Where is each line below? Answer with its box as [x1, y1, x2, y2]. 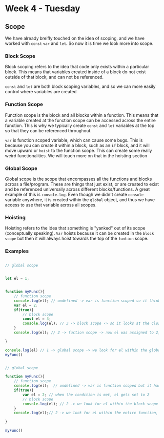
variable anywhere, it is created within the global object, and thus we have [5, 196, 155, 203]
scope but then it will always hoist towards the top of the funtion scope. [5, 235, 149, 242]
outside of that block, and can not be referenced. [5, 74, 104, 80]
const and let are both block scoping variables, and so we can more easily [5, 83, 156, 89]
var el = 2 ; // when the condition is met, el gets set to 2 [22, 392, 150, 397]
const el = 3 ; [22, 316, 51, 321]
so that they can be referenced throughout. [5, 127, 92, 133]
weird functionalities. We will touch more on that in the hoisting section [5, 152, 147, 159]
